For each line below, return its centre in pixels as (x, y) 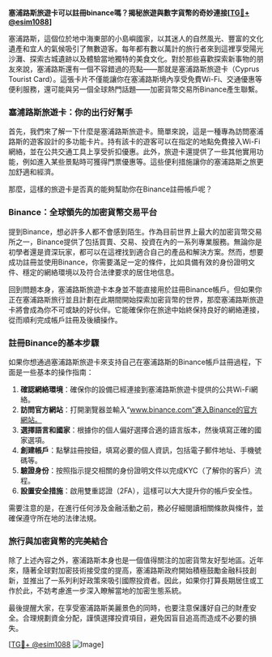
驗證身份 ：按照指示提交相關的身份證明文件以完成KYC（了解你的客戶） (137, 470)
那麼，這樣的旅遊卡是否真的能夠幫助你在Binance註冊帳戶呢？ (110, 189)
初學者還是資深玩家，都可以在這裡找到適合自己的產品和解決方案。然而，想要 (136, 251)
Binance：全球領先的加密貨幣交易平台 (83, 213)
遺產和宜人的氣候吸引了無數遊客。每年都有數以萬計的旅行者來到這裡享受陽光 (136, 49)
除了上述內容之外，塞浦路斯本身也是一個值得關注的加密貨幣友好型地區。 (129, 560)
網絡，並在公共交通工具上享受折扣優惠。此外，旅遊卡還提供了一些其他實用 (132, 152)
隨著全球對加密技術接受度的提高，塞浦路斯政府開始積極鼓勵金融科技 (136, 570)
